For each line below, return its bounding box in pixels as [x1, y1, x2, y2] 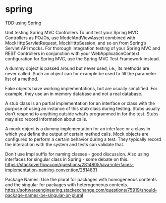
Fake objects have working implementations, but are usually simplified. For [5, 85, 158, 91]
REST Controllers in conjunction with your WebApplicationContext [5, 51, 140, 56]
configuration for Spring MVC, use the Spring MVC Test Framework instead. [5, 55, 160, 61]
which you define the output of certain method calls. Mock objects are [5, 131, 149, 137]
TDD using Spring [5, 20, 42, 26]
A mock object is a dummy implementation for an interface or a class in [5, 125, 151, 132]
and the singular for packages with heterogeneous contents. [5, 182, 129, 188]
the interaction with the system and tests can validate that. [5, 141, 125, 147]
